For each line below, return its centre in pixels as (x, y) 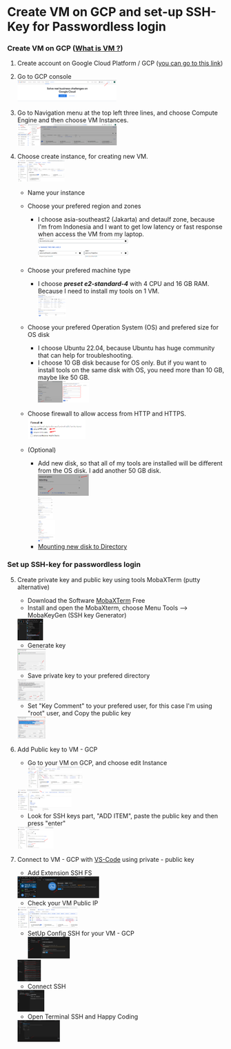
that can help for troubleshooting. (85, 356)
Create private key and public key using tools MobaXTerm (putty (109, 579)
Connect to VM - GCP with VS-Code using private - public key (106, 859)
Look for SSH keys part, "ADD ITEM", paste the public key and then (123, 816)
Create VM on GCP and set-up (95, 12)
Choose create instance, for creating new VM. (82, 157)
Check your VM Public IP (63, 903)
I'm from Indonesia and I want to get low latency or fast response (130, 227)
